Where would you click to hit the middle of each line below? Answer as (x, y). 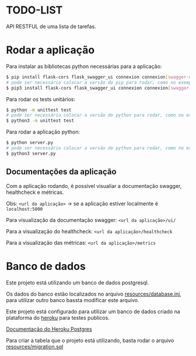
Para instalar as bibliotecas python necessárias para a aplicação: (84, 66)
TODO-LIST (34, 10)
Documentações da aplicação (61, 172)
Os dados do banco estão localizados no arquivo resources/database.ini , (94, 294)
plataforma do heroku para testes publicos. (58, 317)
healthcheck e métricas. (35, 192)
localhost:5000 (24, 209)
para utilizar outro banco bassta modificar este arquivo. (73, 300)
